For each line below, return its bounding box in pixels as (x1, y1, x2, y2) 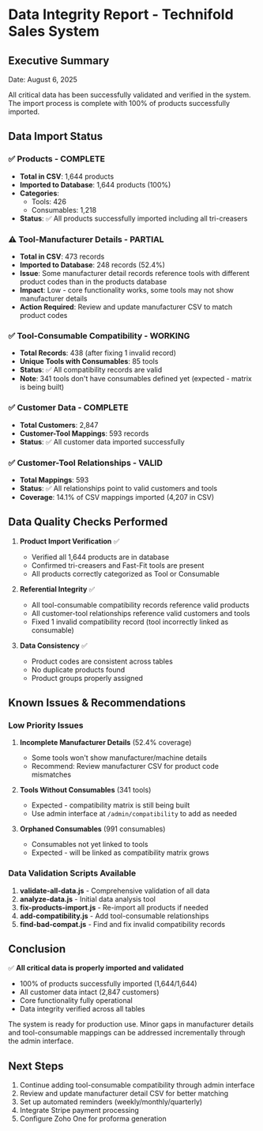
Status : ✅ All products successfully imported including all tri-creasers (19, 214, 248, 223)
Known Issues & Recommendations (8, 696, 186, 709)
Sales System (8, 22, 100, 40)
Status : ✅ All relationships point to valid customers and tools (19, 483, 218, 493)
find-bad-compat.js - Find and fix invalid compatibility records (19, 919, 226, 929)
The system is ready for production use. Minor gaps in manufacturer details (8, 1019, 254, 1029)
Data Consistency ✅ (19, 641, 88, 650)
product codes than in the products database (19, 277, 167, 286)
